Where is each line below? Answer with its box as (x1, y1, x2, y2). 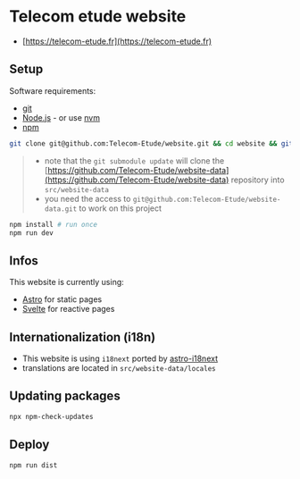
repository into (230, 174, 285, 185)
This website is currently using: (9, 277, 125, 288)
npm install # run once (9, 220, 98, 229)
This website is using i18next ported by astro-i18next (21, 353, 219, 364)
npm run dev (9, 228, 54, 238)
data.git (44, 204, 78, 214)
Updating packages (9, 389, 121, 404)
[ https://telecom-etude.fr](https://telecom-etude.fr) (21, 36, 212, 46)
